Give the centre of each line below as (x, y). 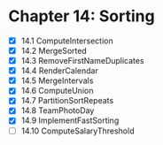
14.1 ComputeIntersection (67, 41)
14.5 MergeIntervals (57, 80)
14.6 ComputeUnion (57, 91)
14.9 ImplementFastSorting (70, 120)
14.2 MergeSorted (54, 51)
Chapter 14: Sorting (82, 16)
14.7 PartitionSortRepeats (67, 101)
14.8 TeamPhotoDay (58, 111)
